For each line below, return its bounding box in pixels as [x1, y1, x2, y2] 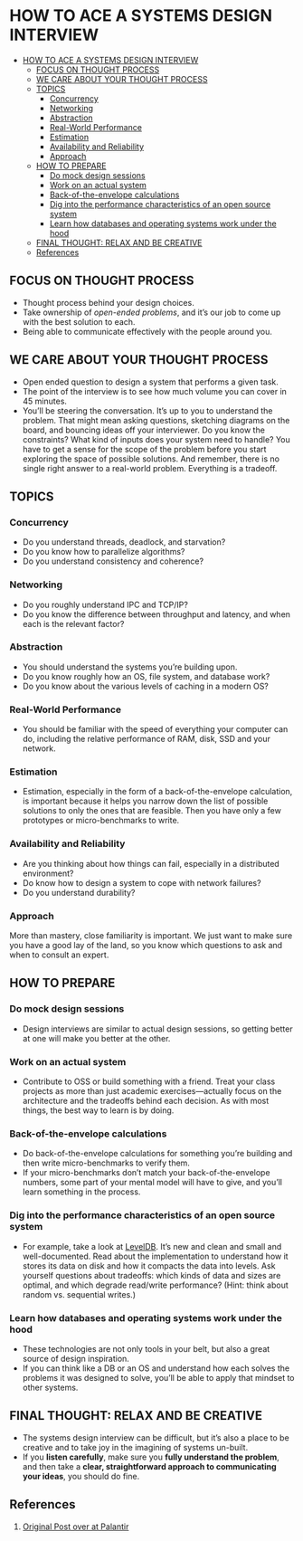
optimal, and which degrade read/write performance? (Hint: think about [22, 1279, 289, 1290]
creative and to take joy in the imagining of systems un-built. [22, 1441, 249, 1452]
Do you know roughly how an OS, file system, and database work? [22, 671, 270, 681]
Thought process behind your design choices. [22, 297, 194, 308]
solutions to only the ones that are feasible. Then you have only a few [22, 805, 282, 816]
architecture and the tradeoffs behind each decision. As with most [22, 1096, 270, 1107]
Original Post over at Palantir [22, 1521, 129, 1532]
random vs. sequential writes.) [22, 1289, 136, 1299]
